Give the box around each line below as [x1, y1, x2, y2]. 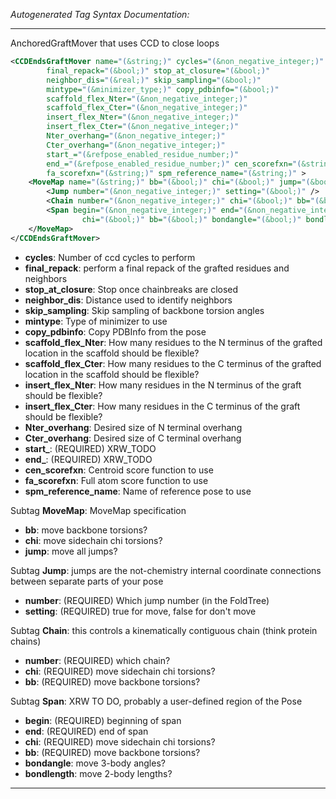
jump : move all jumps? [24, 545, 118, 557]
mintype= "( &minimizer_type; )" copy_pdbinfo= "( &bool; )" [46, 84, 280, 94]
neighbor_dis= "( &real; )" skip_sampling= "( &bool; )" [46, 75, 262, 85]
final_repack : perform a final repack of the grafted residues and [24, 262, 290, 274]
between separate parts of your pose [10, 575, 164, 587]
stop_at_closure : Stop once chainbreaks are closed [24, 283, 239, 295]
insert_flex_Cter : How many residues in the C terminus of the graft [24, 400, 301, 412]
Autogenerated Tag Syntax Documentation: [10, 9, 190, 20]
